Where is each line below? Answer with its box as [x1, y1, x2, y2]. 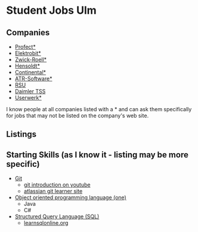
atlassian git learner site [23, 188, 83, 195]
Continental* [14, 69, 47, 75]
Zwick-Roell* [14, 56, 47, 63]
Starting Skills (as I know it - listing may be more [6, 149, 189, 160]
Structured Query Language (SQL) [14, 213, 100, 220]
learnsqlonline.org [23, 219, 69, 227]
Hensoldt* [14, 62, 41, 69]
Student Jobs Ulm [6, 4, 97, 17]
